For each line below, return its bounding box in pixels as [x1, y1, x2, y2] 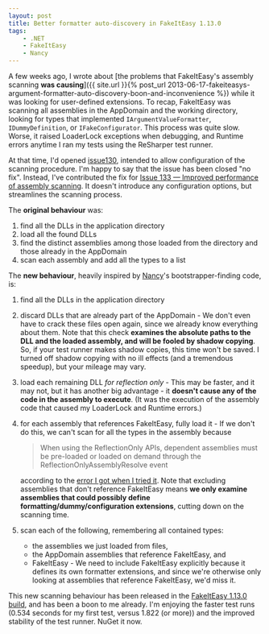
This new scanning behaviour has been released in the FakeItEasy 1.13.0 [8, 591, 247, 600]
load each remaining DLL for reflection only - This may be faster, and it [19, 378, 255, 387]
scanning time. [19, 510, 70, 520]
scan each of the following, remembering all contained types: [19, 525, 224, 535]
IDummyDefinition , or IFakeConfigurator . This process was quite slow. [8, 122, 240, 132]
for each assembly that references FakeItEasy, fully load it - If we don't [19, 419, 255, 428]
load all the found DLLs [19, 230, 97, 238]
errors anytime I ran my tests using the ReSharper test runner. [8, 140, 213, 149]
